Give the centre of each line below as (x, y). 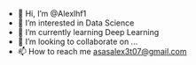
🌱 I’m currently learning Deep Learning (88, 32)
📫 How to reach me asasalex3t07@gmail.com (102, 51)
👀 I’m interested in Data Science (76, 23)
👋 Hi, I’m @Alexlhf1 (52, 14)
